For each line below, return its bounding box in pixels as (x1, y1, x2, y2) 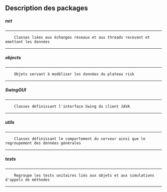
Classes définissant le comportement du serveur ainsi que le (14, 136, 146, 141)
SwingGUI (5, 87, 26, 93)
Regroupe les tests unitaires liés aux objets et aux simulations (14, 173, 155, 178)
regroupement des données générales (5, 141, 81, 146)
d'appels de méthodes (5, 178, 50, 183)
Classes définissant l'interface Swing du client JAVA (14, 104, 130, 109)
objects (5, 54, 21, 60)
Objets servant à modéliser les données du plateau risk (14, 72, 135, 77)
